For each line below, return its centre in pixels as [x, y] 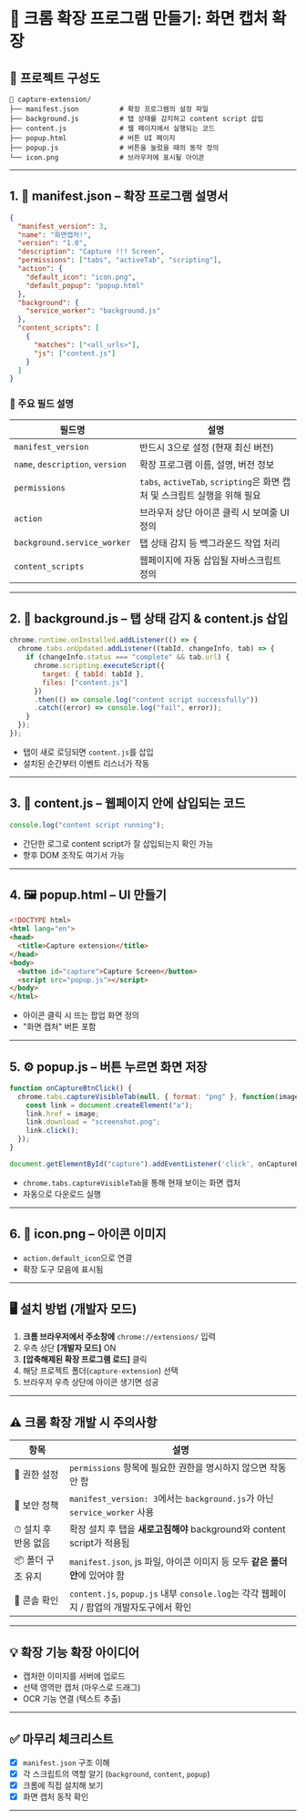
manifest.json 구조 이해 [66, 1762]
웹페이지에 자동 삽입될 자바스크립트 [211, 560]
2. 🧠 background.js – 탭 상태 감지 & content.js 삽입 [149, 619]
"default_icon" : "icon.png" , [81, 277]
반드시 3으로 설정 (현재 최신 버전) [207, 447]
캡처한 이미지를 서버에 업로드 [74, 1676]
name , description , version [71, 464]
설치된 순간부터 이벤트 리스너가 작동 [86, 763]
